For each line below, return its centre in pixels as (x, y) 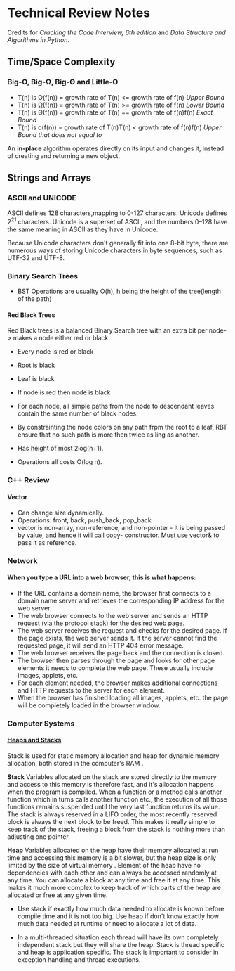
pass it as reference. (47, 542)
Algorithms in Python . (39, 39)
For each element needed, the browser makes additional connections (117, 683)
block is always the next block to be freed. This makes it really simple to (111, 821)
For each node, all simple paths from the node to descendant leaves (116, 406)
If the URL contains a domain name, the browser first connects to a (114, 593)
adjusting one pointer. (39, 836)
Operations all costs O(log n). (60, 462)
